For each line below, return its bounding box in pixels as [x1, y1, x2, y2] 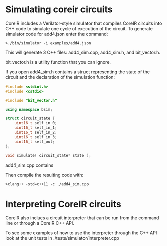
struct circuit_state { [5, 116, 55, 121]
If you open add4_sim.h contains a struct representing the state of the [5, 69, 150, 75]
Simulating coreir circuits [5, 4, 113, 15]
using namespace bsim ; [5, 107, 53, 112]
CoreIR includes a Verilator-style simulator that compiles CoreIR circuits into [5, 20, 162, 26]
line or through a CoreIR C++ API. [5, 220, 74, 226]
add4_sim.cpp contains [5, 162, 54, 168]
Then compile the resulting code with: [5, 172, 84, 178]
